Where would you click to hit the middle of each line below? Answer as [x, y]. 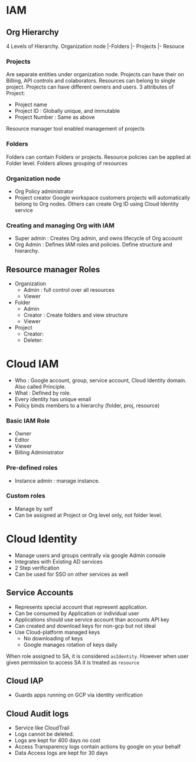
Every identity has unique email [53, 399]
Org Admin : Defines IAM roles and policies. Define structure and [93, 245]
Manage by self [34, 509]
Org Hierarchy [32, 32]
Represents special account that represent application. [81, 607]
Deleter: [33, 340]
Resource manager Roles [53, 269]
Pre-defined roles [32, 468]
